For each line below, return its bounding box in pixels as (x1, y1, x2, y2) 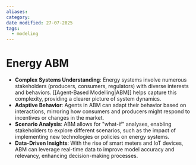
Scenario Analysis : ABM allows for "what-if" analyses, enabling (14, 120, 172, 128)
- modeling (11, 31, 39, 37)
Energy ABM (6, 57, 69, 70)
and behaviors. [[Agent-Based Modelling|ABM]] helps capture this (14, 89, 177, 96)
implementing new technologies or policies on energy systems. (14, 133, 170, 141)
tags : (6, 25, 20, 32)
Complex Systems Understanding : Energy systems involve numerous (14, 76, 187, 83)
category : (6, 14, 31, 20)
